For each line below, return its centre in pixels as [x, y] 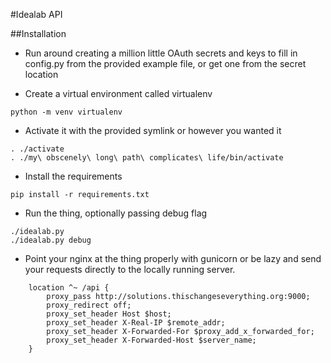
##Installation [38, 33]
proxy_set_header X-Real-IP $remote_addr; [136, 323]
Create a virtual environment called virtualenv [118, 93]
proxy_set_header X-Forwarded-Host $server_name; [151, 340]
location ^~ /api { [69, 288]
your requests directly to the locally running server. [130, 269]
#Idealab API [36, 14]
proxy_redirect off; [89, 305]
